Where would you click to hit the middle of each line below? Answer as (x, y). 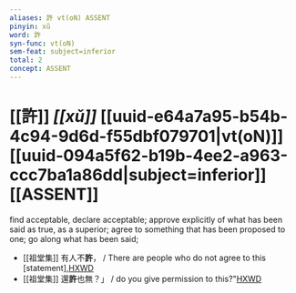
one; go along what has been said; (74, 238)
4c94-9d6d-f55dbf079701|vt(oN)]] (147, 136)
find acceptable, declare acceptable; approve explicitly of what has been (146, 219)
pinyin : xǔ (30, 26)
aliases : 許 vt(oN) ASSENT (60, 18)
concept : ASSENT (40, 69)
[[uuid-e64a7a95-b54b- (194, 117)
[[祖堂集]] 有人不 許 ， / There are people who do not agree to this (144, 258)
